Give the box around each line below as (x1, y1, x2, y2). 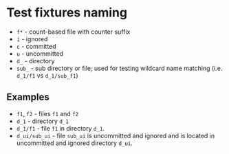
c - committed (16, 42, 56, 50)
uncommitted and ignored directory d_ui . (16, 139, 133, 147)
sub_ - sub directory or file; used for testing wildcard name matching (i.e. (16, 64, 223, 72)
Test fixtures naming (6, 5, 128, 21)
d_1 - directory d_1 (16, 117, 69, 125)
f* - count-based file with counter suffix (16, 27, 131, 36)
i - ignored (16, 34, 48, 43)
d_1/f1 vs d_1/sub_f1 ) (16, 71, 78, 80)
